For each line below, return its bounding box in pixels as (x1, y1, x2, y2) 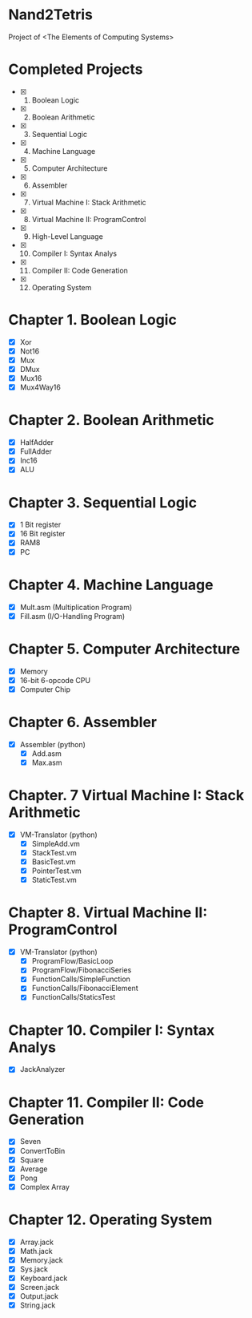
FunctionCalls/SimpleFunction (31, 974, 130, 984)
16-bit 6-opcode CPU (19, 675, 90, 685)
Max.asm (31, 758, 62, 767)
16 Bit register (19, 529, 66, 539)
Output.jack (19, 1292, 58, 1301)
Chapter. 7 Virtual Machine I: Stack (8, 786, 245, 805)
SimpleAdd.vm (31, 839, 80, 848)
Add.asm (31, 748, 62, 758)
